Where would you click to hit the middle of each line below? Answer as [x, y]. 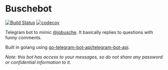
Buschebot [29, 9]
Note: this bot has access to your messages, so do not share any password [84, 57]
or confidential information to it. [38, 62]
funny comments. [23, 37]
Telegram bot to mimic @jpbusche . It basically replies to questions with [79, 32]
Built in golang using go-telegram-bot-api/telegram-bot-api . [68, 47]
